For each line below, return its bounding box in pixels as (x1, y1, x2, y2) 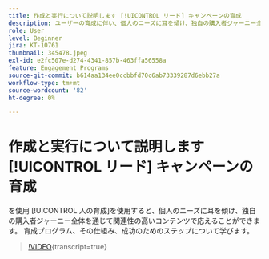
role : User (8, 26, 45, 34)
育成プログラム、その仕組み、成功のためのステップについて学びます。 (23, 226, 255, 236)
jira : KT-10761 (8, 42, 59, 50)
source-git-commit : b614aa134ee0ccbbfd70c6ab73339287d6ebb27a (8, 71, 220, 79)
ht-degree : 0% (8, 94, 56, 102)
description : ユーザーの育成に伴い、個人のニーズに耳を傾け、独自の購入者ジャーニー (8, 19, 257, 27)
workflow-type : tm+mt (8, 79, 81, 87)
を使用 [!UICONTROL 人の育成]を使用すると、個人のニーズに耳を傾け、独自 (8, 206, 256, 216)
